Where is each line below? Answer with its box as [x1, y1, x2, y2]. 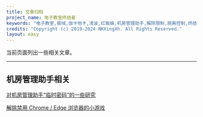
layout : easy [6, 32, 39, 38]
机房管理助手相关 [6, 74, 70, 84]
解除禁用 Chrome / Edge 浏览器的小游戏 [6, 104, 105, 111]
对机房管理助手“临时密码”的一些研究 [6, 91, 96, 98]
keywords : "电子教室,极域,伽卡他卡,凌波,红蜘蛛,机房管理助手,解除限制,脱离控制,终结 [6, 20, 198, 26]
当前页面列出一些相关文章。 [6, 49, 76, 56]
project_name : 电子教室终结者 [6, 15, 76, 21]
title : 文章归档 [6, 8, 43, 15]
